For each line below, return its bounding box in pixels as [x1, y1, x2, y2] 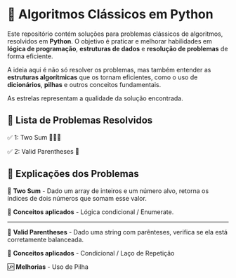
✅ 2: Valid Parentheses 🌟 [7, 147, 79, 155]
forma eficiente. [7, 52, 53, 60]
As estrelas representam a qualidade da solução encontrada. [7, 94, 184, 102]
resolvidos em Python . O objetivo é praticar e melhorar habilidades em [7, 37, 213, 45]
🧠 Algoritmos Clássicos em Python [7, 6, 214, 22]
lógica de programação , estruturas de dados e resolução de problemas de [7, 44, 228, 53]
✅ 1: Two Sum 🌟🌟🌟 [7, 133, 62, 141]
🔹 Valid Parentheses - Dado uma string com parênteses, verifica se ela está [7, 227, 228, 236]
